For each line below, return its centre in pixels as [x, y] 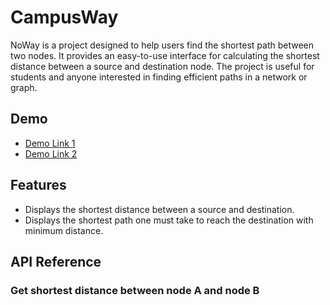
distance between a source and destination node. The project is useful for [162, 66]
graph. [24, 87]
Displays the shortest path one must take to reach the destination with [169, 220]
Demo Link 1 [50, 143]
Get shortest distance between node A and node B [135, 290]
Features [38, 185]
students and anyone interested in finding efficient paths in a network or [159, 77]
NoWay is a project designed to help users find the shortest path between [162, 45]
